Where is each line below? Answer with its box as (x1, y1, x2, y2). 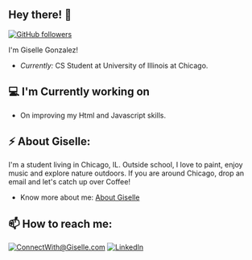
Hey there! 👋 (8, 8, 72, 22)
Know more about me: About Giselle (19, 192, 140, 202)
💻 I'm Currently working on (8, 85, 151, 99)
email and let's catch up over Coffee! (8, 177, 131, 187)
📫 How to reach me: (8, 217, 113, 230)
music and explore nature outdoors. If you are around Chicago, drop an (8, 168, 245, 178)
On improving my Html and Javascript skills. (19, 110, 167, 120)
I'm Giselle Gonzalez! (8, 45, 79, 55)
